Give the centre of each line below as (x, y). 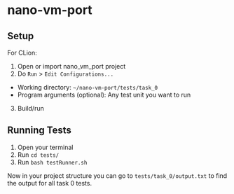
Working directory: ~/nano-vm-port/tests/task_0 (88, 87)
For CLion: (22, 53)
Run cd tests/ (38, 154)
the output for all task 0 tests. (50, 183)
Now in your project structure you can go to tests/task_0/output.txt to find (117, 175)
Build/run (30, 108)
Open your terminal (45, 147)
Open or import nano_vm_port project (71, 66)
